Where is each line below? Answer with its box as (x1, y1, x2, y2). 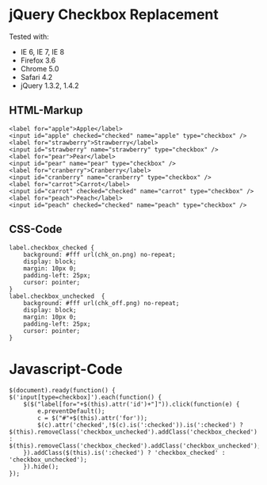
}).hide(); (23, 462, 59, 471)
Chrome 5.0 (20, 63, 59, 73)
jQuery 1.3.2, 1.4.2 (20, 81, 79, 90)
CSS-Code (9, 223, 63, 236)
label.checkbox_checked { (9, 243, 94, 251)
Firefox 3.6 (20, 55, 56, 65)
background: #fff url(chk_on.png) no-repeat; (23, 250, 177, 258)
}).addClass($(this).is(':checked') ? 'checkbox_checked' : (23, 449, 226, 456)
